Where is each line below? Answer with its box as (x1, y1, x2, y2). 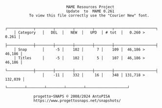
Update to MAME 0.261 (66, 9, 115, 14)
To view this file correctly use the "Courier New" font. (29, 13, 150, 18)
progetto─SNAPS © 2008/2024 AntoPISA (33, 94, 110, 99)
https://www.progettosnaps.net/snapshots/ (33, 98, 121, 103)
